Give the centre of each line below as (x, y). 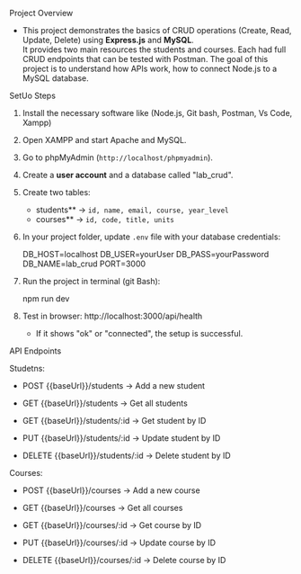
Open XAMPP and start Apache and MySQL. (104, 140)
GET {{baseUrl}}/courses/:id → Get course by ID (112, 525)
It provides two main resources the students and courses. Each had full (154, 49)
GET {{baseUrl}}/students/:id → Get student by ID (114, 421)
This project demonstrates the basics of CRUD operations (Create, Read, (157, 30)
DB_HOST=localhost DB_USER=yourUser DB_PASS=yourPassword (146, 254)
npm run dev (46, 299)
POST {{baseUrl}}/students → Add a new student (113, 386)
